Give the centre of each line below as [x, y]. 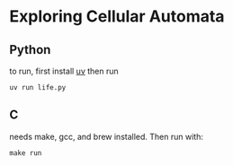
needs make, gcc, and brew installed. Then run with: [107, 136]
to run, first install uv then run [64, 71]
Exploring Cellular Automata [117, 17]
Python [30, 50]
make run [26, 153]
